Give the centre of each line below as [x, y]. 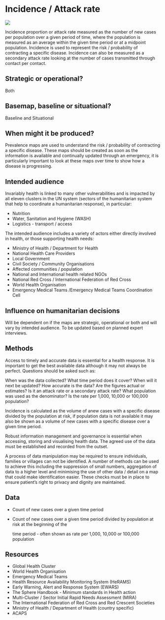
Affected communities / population [47, 269]
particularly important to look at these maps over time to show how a [75, 161]
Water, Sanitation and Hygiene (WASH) [51, 219]
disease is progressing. [29, 166]
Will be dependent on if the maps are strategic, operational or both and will [81, 323]
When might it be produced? [50, 133]
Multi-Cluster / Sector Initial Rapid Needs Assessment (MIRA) [74, 598]
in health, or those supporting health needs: [49, 239]
